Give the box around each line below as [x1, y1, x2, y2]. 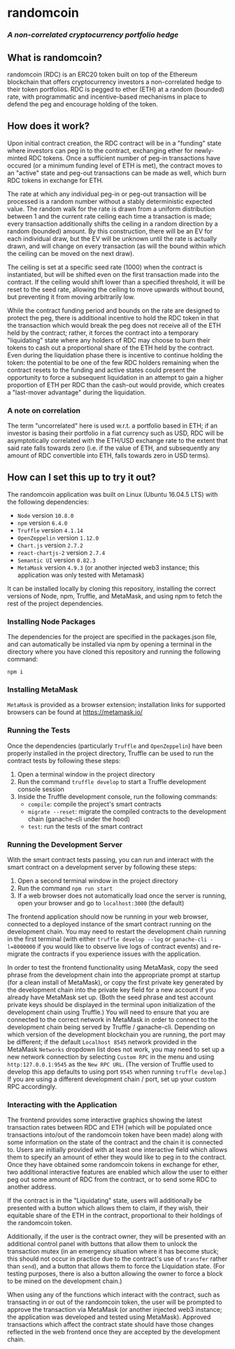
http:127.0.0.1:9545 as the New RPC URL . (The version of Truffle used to [7, 1060, 214, 1069]
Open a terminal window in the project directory [17, 769, 155, 779]
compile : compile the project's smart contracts [27, 800, 162, 808]
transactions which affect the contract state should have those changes [7, 1320, 214, 1329]
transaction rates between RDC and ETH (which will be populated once [7, 1123, 212, 1132]
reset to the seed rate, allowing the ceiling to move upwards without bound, [7, 285, 225, 294]
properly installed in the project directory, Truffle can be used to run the [7, 748, 214, 758]
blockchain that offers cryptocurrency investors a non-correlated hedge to [7, 77, 222, 85]
